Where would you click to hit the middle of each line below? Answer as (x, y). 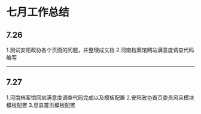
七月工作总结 (38, 12)
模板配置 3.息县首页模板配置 (41, 105)
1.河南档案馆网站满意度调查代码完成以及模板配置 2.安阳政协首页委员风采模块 (100, 97)
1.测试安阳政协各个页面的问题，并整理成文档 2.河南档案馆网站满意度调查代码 (100, 50)
